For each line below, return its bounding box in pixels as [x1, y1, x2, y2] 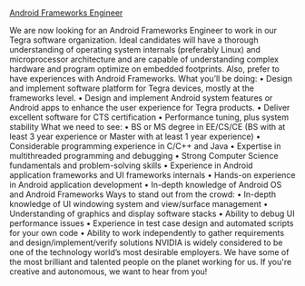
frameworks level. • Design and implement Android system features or [9, 93, 273, 103]
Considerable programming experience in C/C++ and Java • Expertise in [9, 141, 281, 152]
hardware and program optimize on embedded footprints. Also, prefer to [9, 64, 280, 74]
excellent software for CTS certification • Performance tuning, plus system [9, 112, 290, 123]
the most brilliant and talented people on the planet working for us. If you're [9, 257, 292, 267]
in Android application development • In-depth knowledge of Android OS [9, 180, 282, 190]
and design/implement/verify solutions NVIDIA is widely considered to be [9, 237, 283, 248]
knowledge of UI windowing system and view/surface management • [9, 199, 269, 209]
